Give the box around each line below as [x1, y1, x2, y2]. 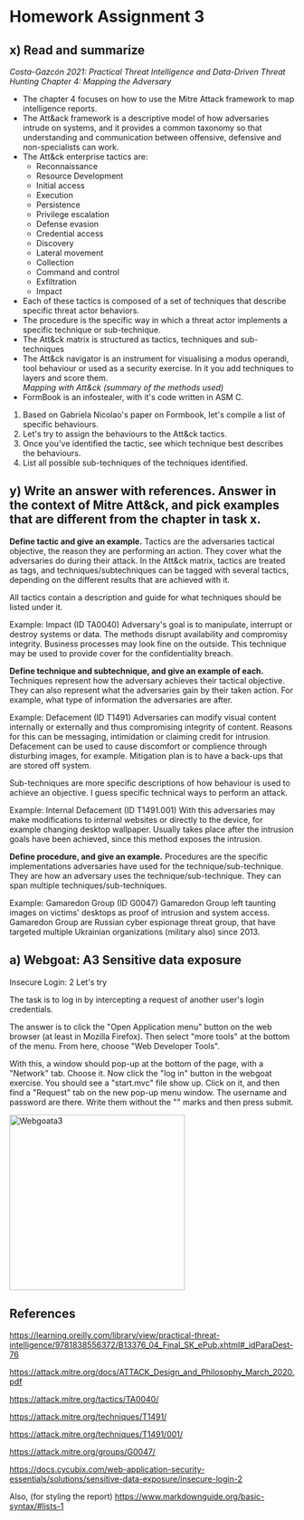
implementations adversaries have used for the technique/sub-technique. [9, 860, 284, 871]
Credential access [35, 228, 104, 239]
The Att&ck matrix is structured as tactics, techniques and [22, 334, 239, 345]
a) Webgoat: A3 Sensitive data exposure [9, 952, 242, 968]
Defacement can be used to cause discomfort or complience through [9, 741, 267, 751]
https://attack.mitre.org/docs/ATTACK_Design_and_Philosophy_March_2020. [9, 1367, 295, 1378]
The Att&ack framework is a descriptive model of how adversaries [22, 113, 270, 123]
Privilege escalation [35, 209, 110, 219]
